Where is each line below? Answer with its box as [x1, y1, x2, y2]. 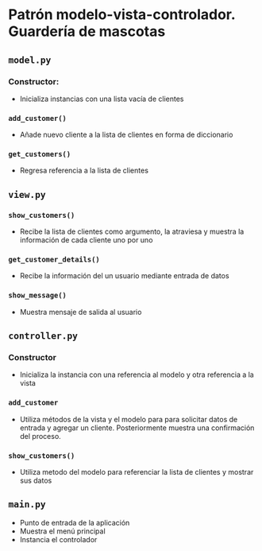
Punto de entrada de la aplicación [19, 518, 130, 527]
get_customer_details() [8, 255, 101, 264]
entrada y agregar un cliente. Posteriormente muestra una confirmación [19, 423, 255, 433]
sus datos [19, 475, 52, 486]
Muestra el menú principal [19, 526, 106, 536]
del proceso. [19, 431, 61, 440]
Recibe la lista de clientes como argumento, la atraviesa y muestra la [19, 227, 245, 236]
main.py [8, 499, 46, 510]
